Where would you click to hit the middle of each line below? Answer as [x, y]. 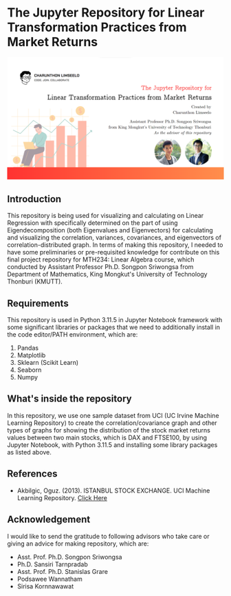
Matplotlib [31, 355]
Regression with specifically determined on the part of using [92, 223]
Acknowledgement [49, 520]
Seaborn [29, 370]
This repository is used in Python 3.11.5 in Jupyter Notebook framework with [115, 320]
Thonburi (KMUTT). [35, 281]
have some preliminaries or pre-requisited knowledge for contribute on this [113, 252]
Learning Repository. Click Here [62, 497]
